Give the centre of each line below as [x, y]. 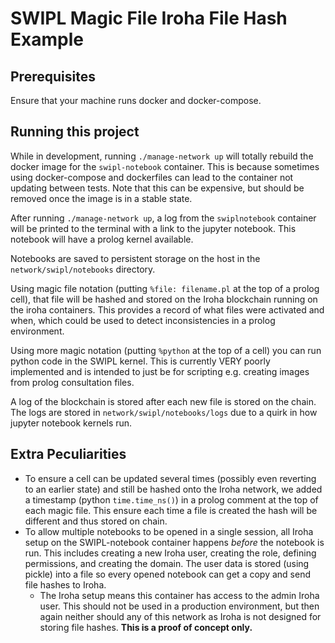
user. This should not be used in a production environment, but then [179, 606]
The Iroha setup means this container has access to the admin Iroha [179, 595]
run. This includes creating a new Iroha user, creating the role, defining [170, 553]
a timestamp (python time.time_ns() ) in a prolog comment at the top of [171, 499]
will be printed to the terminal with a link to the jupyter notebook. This [153, 228]
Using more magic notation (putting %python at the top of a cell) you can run [166, 350]
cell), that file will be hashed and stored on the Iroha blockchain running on [164, 299]
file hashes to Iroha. [65, 584]
